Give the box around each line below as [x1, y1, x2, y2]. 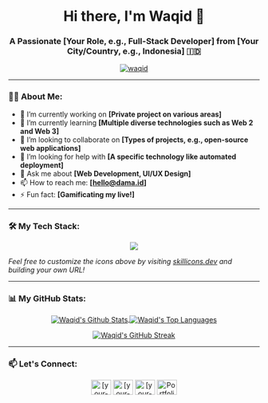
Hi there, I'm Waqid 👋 [63, 7, 205, 26]
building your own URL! [8, 265, 85, 275]
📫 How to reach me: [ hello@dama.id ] [19, 177, 148, 187]
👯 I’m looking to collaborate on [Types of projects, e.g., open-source [19, 135, 249, 144]
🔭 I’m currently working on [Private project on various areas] [19, 109, 222, 119]
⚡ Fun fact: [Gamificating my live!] [19, 189, 136, 199]
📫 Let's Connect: [8, 358, 78, 369]
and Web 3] [19, 126, 60, 136]
